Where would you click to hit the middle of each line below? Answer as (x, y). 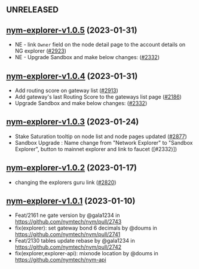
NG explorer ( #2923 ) (41, 51)
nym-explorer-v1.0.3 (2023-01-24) (73, 122)
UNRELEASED (32, 10)
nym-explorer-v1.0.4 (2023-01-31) (72, 76)
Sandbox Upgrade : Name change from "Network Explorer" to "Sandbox (104, 142)
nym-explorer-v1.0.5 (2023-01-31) (72, 30)
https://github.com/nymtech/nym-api (60, 260)
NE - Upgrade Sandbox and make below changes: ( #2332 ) (87, 57)
